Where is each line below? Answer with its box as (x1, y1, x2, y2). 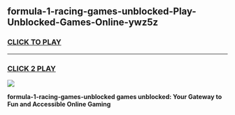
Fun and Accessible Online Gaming (7, 100, 111, 108)
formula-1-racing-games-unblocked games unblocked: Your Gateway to (7, 92, 222, 100)
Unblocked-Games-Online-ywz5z (7, 17, 159, 29)
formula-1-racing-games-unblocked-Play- (7, 6, 197, 17)
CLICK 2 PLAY (7, 63, 56, 73)
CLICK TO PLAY (7, 38, 62, 47)
